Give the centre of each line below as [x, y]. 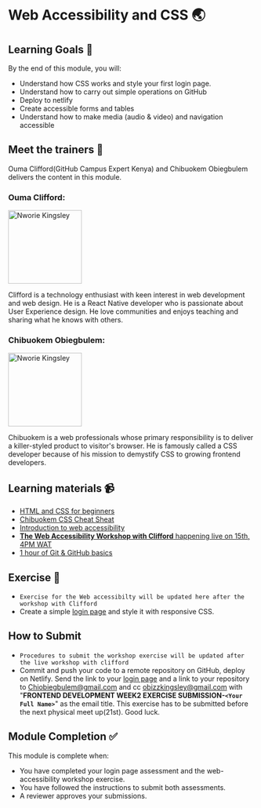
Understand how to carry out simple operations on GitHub [113, 92]
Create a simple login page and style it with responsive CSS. [117, 612]
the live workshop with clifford [74, 662]
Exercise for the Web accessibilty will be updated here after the [132, 597]
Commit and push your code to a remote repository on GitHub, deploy [132, 670]
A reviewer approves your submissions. [83, 795]
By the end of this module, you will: [65, 68]
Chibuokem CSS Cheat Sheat [67, 519]
